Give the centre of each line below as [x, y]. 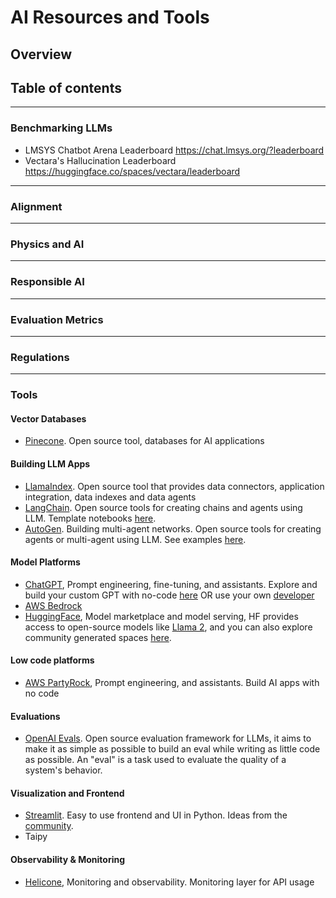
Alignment [36, 206]
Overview [41, 54]
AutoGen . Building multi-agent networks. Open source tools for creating [173, 528]
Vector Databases [48, 418]
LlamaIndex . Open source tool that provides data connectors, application [174, 486]
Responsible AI [47, 282]
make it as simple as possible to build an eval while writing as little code [172, 749]
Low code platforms [52, 660]
